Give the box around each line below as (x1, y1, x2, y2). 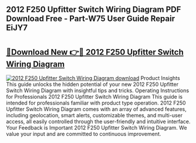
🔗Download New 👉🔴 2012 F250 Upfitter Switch (6, 47, 184, 57)
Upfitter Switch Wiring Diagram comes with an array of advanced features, (6, 106, 187, 113)
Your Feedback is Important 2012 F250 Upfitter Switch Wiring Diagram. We (6, 124, 187, 131)
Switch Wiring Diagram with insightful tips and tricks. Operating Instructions (6, 87, 190, 94)
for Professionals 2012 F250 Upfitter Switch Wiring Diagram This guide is (6, 93, 183, 100)
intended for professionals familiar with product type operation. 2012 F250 (6, 99, 186, 106)
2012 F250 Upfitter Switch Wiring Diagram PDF (6, 5, 181, 15)
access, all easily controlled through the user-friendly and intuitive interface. (6, 118, 191, 125)
